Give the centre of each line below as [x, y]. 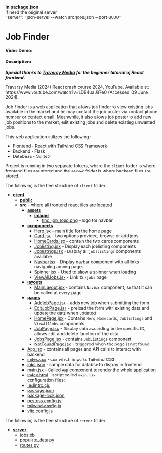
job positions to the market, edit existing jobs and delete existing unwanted [80, 122]
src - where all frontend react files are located [66, 205]
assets [34, 210]
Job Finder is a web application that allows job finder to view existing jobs [79, 107]
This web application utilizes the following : [49, 136]
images [42, 215]
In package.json [22, 7]
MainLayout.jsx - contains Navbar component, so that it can [93, 287]
